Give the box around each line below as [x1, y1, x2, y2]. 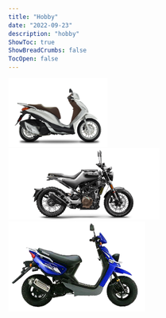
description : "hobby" [8, 29, 80, 37]
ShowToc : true [8, 38, 56, 46]
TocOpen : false [8, 55, 59, 63]
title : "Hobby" [8, 13, 59, 21]
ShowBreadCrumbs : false [8, 46, 87, 55]
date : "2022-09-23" [8, 21, 73, 29]
